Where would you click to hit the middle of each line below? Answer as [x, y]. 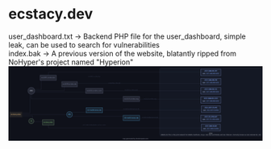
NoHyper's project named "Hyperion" [71, 62]
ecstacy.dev [51, 14]
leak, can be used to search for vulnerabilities [84, 44]
